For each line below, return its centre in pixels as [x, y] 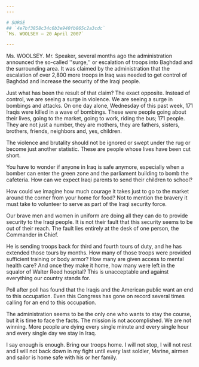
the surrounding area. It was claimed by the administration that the [88, 69]
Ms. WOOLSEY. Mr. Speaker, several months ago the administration [89, 56]
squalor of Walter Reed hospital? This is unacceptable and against [88, 272]
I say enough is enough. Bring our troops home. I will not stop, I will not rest [99, 345]
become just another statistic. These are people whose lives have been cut [99, 149]
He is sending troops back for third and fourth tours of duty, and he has [94, 247]
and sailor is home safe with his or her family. [62, 357]
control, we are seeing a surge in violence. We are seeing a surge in [90, 99]
